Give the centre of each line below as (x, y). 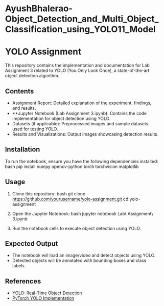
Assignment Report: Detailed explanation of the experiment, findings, (82, 103)
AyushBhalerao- (39, 9)
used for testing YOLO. (35, 129)
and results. (24, 108)
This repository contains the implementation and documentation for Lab (78, 65)
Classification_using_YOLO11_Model (80, 29)
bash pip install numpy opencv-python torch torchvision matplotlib (72, 166)
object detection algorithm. (32, 76)
